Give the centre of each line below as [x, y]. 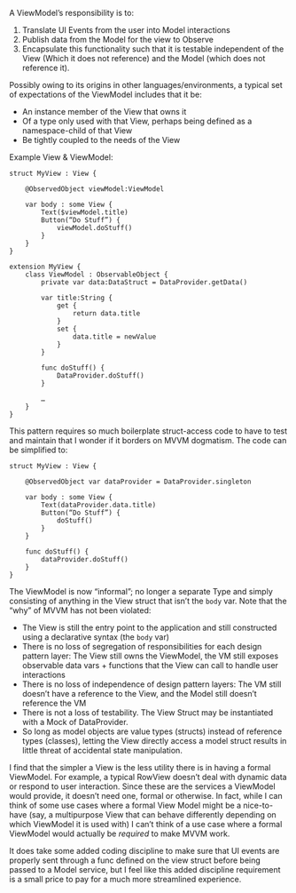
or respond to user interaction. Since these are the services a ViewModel [143, 786]
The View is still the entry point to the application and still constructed [149, 627]
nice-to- [258, 805]
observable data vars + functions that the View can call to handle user [150, 665]
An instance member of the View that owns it [104, 112]
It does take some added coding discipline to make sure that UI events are [144, 851]
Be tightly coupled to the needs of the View [101, 140]
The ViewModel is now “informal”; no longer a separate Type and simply [141, 591]
